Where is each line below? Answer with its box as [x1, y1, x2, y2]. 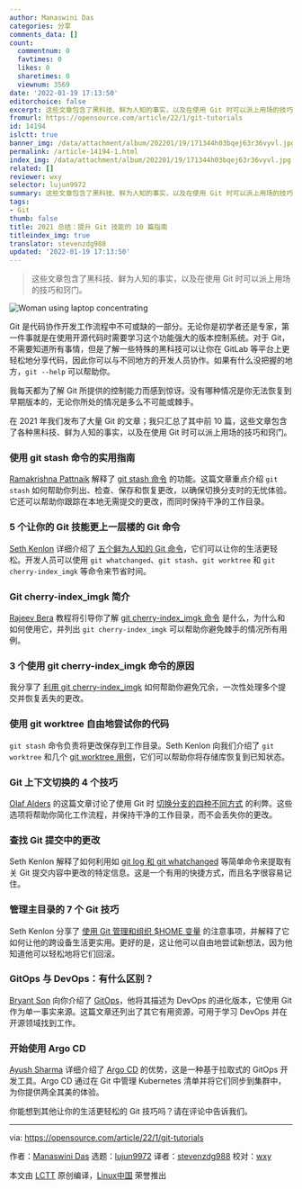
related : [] [9, 164, 54, 173]
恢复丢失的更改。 [24, 693, 88, 704]
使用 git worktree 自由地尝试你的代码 [9, 717, 170, 730]
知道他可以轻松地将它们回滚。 [9, 948, 120, 959]
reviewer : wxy [9, 172, 63, 181]
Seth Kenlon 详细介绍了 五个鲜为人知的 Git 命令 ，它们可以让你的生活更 [9, 543, 271, 554]
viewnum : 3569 [17, 80, 70, 89]
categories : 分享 [9, 22, 72, 31]
